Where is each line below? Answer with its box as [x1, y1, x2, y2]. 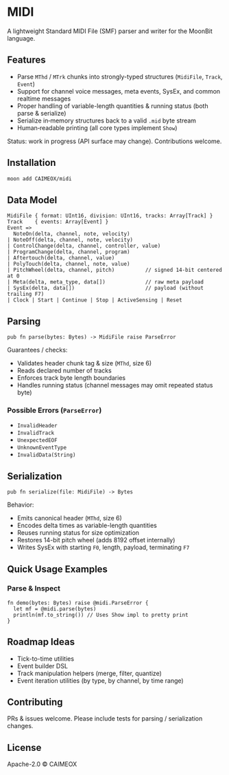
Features [7, 54, 46, 66]
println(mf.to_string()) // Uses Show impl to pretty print [13, 611, 189, 618]
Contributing [7, 697, 63, 708]
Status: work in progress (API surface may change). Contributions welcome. [7, 137, 222, 145]
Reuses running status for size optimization [16, 529, 139, 537]
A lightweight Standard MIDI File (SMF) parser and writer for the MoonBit [7, 27, 213, 35]
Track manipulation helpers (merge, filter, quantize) [16, 669, 162, 677]
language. [7, 34, 36, 42]
